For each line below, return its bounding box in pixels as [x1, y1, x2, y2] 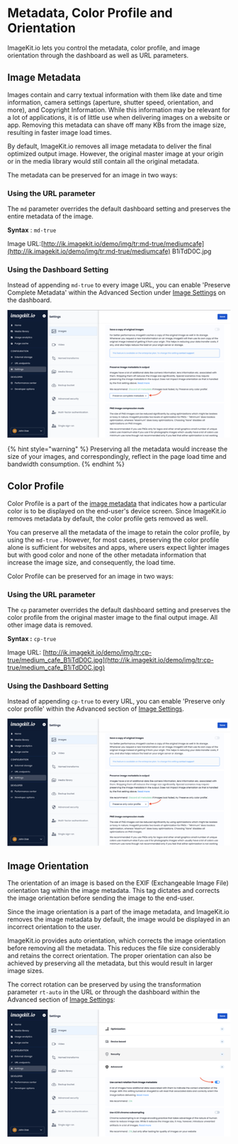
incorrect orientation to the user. [7, 922, 101, 931]
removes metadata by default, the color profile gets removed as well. [7, 514, 208, 523]
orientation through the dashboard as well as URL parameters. [7, 51, 189, 60]
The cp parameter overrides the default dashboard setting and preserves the [7, 605, 231, 614]
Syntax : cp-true [7, 634, 57, 643]
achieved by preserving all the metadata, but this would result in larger [7, 959, 213, 967]
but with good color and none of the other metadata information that [7, 550, 207, 559]
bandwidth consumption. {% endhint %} [7, 460, 125, 468]
